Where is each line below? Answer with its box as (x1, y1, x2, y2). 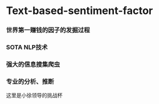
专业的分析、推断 (6, 77, 54, 85)
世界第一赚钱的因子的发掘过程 (6, 26, 91, 34)
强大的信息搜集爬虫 (6, 60, 60, 68)
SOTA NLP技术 (6, 43, 48, 51)
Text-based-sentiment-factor (6, 4, 153, 18)
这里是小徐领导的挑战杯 (6, 92, 63, 99)
